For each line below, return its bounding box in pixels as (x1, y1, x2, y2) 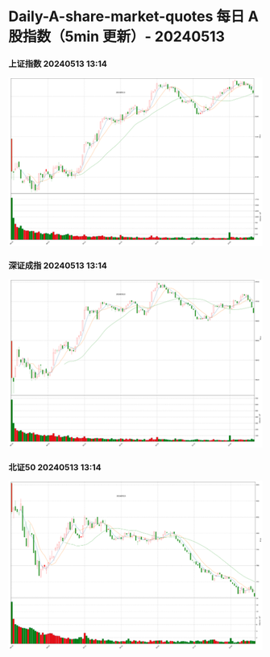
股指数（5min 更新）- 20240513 (8, 27, 226, 46)
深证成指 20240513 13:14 (8, 259, 107, 271)
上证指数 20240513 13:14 (8, 58, 107, 69)
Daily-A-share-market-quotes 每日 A (8, 7, 260, 26)
